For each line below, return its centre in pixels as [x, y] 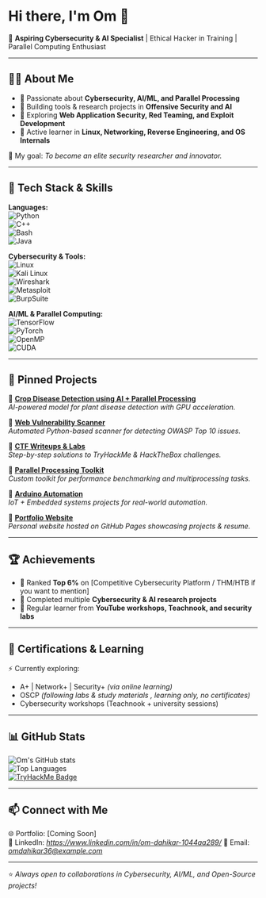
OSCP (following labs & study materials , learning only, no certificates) [135, 695]
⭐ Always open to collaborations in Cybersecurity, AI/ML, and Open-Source [132, 874]
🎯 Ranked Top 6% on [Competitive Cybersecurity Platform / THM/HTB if [137, 583]
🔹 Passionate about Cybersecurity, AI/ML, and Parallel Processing [129, 98]
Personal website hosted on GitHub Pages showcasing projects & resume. [129, 526]
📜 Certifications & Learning [76, 649]
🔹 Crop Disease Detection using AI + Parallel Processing [102, 399]
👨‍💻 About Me [41, 79]
